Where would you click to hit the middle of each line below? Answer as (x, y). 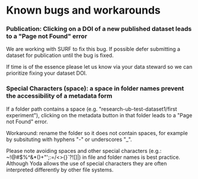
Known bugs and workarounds (84, 10)
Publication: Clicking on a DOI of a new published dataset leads (99, 29)
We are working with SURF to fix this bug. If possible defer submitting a (93, 49)
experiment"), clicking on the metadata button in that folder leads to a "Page (99, 115)
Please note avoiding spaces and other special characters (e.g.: (84, 151)
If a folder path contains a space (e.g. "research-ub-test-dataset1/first (92, 109)
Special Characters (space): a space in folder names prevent (95, 88)
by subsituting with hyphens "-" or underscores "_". (69, 139)
